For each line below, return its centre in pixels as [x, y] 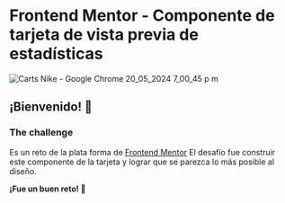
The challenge [41, 133]
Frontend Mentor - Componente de [142, 16]
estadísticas [56, 54]
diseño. [23, 171]
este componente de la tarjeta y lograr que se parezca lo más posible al [142, 162]
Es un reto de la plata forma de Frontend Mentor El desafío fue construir [142, 152]
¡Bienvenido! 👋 [51, 107]
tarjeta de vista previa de [104, 35]
